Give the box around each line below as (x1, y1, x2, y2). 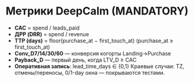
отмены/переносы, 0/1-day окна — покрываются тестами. (14, 69, 165, 76)
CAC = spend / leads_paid (14, 24, 80, 31)
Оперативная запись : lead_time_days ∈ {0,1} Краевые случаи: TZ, (14, 62, 184, 70)
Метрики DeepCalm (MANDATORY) (5, 4, 189, 18)
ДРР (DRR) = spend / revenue (14, 30, 89, 37)
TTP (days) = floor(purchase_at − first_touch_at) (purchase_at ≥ (14, 37, 174, 44)
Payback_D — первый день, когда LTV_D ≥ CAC (14, 56, 137, 63)
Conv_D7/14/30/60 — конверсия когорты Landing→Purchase (14, 49, 171, 57)
